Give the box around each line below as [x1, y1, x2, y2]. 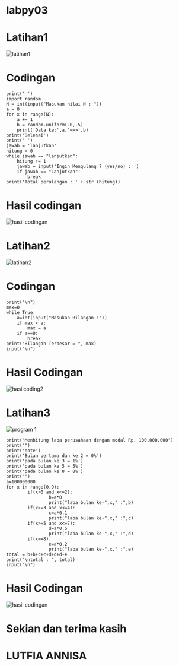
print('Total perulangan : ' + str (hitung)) [6, 179, 120, 185]
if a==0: [17, 330, 39, 336]
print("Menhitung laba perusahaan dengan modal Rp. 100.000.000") [6, 437, 174, 443]
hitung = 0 [6, 148, 33, 154]
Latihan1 [6, 31, 49, 45]
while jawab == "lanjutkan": [6, 153, 78, 159]
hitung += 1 [17, 158, 46, 164]
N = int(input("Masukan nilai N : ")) [6, 102, 102, 107]
